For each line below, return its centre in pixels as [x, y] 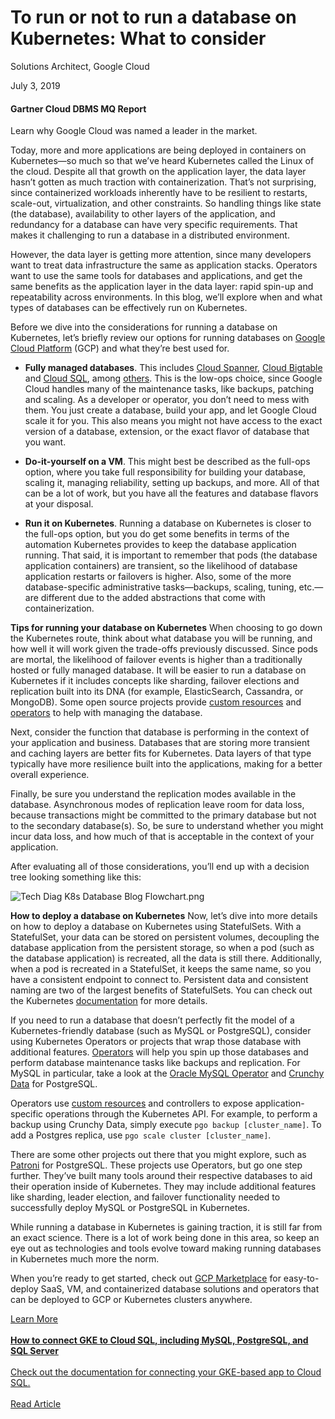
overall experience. [50, 775]
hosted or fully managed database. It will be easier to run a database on [158, 670]
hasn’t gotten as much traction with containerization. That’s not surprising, [163, 182]
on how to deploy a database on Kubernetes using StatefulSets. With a [156, 927]
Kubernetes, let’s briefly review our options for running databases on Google [168, 338]
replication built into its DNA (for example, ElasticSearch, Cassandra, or [157, 692]
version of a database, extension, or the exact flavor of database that [167, 432]
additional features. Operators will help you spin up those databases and [159, 1052]
